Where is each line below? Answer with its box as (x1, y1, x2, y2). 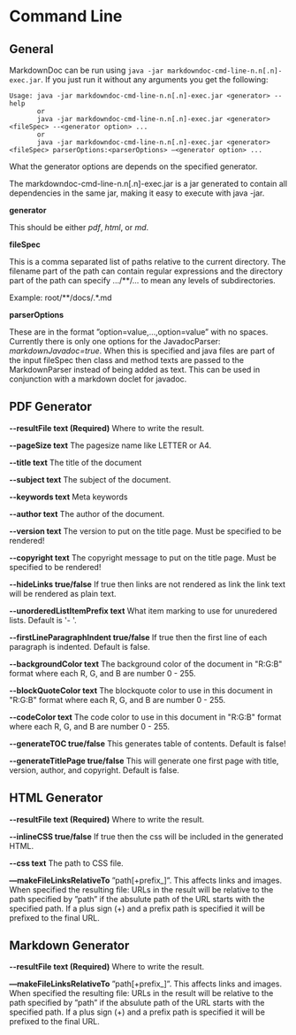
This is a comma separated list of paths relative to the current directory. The (9, 257, 286, 266)
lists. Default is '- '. (9, 614, 77, 625)
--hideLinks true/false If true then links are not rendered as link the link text (9, 578, 285, 590)
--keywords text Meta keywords (9, 491, 128, 502)
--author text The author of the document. (9, 508, 165, 519)
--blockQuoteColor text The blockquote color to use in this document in (9, 684, 274, 696)
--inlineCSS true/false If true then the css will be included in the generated (9, 830, 284, 842)
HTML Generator (9, 791, 103, 806)
